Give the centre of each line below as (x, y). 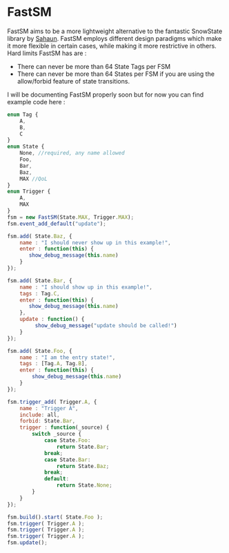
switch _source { (57, 434)
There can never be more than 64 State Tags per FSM (94, 66)
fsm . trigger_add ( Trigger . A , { (52, 402)
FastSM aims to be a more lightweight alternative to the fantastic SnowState (115, 31)
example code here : (36, 101)
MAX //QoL (34, 179)
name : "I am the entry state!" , (68, 357)
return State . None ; (84, 485)
